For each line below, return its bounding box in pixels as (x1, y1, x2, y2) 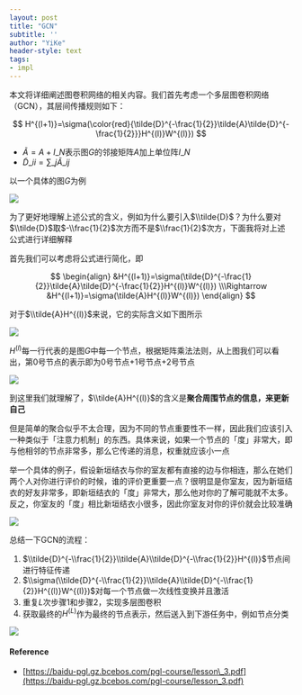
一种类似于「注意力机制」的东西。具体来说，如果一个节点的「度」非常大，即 (9, 434, 293, 445)
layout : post (9, 13, 58, 23)
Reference (9, 645, 49, 657)
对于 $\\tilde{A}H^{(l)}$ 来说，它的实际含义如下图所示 (9, 308, 203, 320)
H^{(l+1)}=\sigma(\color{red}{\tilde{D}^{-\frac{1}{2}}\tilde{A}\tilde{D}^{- (24, 118, 290, 129)
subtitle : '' (9, 30, 58, 39)
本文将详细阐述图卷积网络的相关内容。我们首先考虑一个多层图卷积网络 (9, 89, 270, 100)
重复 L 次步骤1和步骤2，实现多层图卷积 (22, 596, 162, 608)
